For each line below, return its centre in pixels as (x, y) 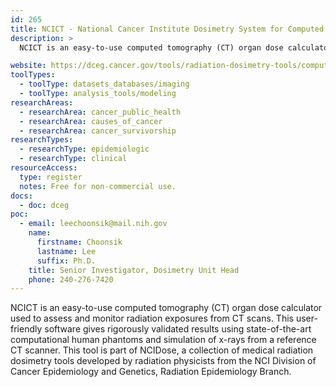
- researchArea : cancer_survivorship (98, 131)
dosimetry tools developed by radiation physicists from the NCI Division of (163, 361)
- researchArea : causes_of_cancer (91, 121)
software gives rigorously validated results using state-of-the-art (178, 329)
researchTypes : (42, 140)
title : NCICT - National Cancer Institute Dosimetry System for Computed (167, 29)
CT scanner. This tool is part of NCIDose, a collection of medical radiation (162, 350)
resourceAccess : (44, 168)
